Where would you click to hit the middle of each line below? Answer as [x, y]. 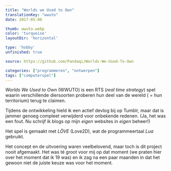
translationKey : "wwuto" [32, 15]
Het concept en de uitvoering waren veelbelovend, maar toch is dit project [84, 146]
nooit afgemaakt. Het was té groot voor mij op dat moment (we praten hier [84, 152]
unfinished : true [24, 52]
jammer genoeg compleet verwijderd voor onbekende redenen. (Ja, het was [86, 116]
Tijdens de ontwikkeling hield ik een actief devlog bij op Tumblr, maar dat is [85, 111]
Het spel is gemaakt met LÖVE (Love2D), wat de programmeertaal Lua [79, 131]
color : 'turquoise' [26, 34]
